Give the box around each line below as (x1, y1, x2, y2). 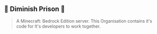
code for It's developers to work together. (16, 23, 101, 29)
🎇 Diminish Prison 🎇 (4, 5, 65, 13)
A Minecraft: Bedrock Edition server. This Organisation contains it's (16, 18, 153, 24)
